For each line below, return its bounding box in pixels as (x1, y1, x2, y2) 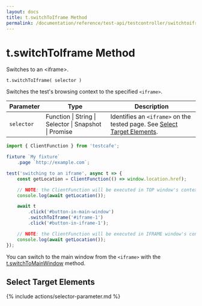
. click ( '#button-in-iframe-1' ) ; (28, 220, 109, 226)
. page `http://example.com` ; (17, 160, 90, 166)
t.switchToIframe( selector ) (6, 78, 82, 84)
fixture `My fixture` (6, 154, 61, 160)
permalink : (6, 20, 34, 26)
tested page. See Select (110, 120, 178, 128)
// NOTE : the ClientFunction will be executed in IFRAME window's (17, 231, 187, 237)
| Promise (45, 128, 73, 136)
